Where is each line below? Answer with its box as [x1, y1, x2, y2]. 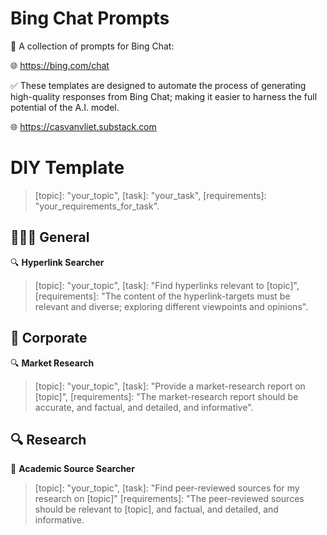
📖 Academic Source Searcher [10, 463, 135, 475]
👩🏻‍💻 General [10, 229, 90, 246]
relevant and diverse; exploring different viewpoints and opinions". [34, 300, 309, 312]
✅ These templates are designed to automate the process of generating [10, 79, 307, 91]
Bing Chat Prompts [10, 7, 170, 30]
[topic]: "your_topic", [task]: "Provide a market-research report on [34, 380, 306, 392]
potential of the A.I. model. [10, 101, 120, 113]
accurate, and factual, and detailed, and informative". [34, 401, 254, 413]
